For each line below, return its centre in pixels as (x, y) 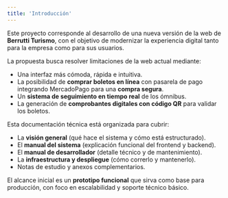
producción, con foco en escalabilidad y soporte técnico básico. (98, 187)
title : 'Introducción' (39, 13)
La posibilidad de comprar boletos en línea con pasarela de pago (110, 81)
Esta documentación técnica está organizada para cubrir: (88, 124)
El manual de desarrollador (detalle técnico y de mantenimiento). (110, 152)
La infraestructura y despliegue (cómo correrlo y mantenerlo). (106, 159)
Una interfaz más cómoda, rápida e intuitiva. (80, 74)
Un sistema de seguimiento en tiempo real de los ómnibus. (102, 96)
